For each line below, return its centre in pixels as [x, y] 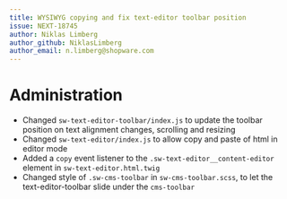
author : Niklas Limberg [54, 34]
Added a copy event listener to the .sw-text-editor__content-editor [148, 159]
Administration [66, 95]
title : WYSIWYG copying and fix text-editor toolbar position [128, 17]
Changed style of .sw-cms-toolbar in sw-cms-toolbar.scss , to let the [148, 177]
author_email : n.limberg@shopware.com [82, 51]
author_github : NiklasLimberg [66, 43]
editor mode [45, 149]
